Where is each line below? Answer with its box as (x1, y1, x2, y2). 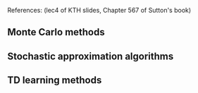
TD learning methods (7, 74, 102, 87)
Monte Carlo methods (7, 26, 106, 38)
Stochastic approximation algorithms (7, 50, 174, 62)
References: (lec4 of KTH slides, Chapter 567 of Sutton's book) (7, 6, 192, 14)
